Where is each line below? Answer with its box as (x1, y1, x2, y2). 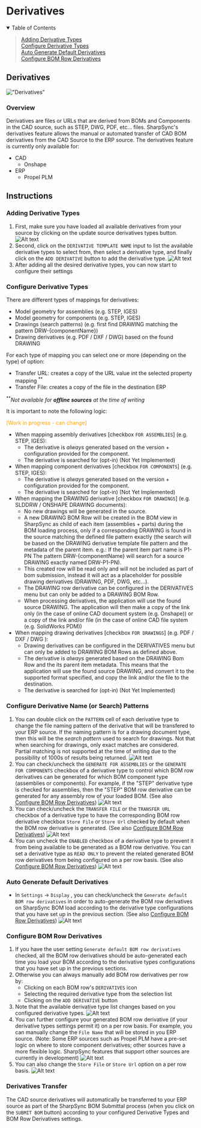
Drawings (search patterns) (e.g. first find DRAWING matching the (14, 321, 178, 328)
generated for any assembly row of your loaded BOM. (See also (14, 792, 173, 799)
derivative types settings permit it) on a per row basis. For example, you (14, 1022, 193, 1030)
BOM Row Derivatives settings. (6, 1115, 83, 1122)
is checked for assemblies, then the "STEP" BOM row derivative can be (14, 786, 191, 793)
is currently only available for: (6, 143, 80, 150)
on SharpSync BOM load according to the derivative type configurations (14, 904, 194, 911)
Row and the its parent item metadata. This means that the (23, 661, 169, 669)
